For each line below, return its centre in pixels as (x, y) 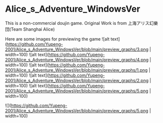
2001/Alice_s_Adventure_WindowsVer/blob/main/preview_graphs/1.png (76, 70)
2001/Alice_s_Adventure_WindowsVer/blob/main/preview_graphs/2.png (77, 80)
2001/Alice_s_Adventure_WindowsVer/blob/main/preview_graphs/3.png (77, 49)
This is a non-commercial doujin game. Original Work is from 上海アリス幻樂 (81, 23)
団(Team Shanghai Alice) (30, 29)
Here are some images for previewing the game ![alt (57, 39)
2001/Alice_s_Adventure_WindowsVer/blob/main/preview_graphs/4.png (77, 60)
